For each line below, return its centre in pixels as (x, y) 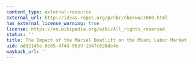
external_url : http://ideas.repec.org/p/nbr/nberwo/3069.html (87, 18)
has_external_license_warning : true (53, 23)
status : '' (20, 35)
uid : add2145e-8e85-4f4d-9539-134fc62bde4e (63, 46)
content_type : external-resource (49, 12)
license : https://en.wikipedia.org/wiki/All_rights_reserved (86, 29)
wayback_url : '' (27, 52)
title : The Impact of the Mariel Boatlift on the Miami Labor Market (97, 40)
